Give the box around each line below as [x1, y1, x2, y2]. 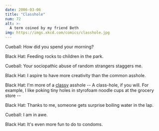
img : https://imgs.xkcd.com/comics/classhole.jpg [5, 30, 110, 35]
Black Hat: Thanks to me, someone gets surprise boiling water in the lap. [5, 102, 154, 108]
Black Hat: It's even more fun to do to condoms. [5, 122, 103, 127]
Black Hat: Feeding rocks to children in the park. [5, 53, 104, 59]
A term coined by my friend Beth [9, 26, 79, 31]
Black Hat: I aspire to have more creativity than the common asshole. [5, 73, 146, 78]
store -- [5, 92, 21, 98]
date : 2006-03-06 [5, 7, 41, 12]
